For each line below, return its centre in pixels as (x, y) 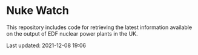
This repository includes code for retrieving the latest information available (99, 27)
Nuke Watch (38, 11)
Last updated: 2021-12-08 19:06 (46, 45)
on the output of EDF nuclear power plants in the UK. (72, 33)
